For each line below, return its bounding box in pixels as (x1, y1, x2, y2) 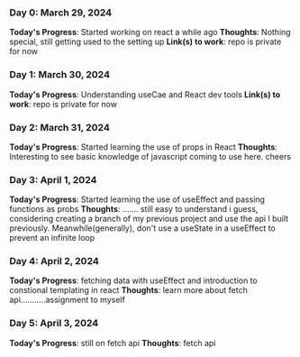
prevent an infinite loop (9, 233, 95, 243)
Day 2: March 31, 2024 (9, 121, 110, 133)
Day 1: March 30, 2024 (9, 69, 111, 81)
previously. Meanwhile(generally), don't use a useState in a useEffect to (9, 223, 277, 233)
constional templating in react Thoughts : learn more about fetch (9, 285, 248, 296)
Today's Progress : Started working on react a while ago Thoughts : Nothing (9, 27, 291, 38)
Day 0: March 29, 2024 (9, 6, 113, 19)
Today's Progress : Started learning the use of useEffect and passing (9, 194, 266, 205)
